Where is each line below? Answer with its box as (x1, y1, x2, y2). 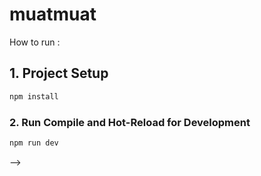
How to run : (9, 36, 61, 48)
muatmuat (9, 3, 97, 26)
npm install (9, 91, 59, 102)
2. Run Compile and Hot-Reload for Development (9, 115, 251, 129)
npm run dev (9, 138, 59, 148)
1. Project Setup (9, 65, 109, 82)
